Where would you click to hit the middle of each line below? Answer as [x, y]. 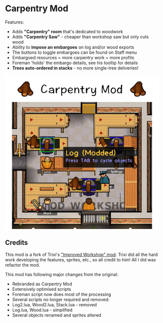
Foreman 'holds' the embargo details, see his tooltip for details [75, 63]
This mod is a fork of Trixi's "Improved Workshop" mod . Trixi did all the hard [81, 254]
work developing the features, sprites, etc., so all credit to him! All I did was [81, 259]
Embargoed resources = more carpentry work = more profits [73, 57]
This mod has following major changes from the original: [62, 274]
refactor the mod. [23, 265]
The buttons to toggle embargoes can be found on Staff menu [74, 52]
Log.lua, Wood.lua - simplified [42, 310]
